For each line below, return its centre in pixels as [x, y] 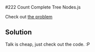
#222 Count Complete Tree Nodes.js [43, 7]
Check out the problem [29, 17]
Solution [18, 32]
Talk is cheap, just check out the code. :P [47, 44]
